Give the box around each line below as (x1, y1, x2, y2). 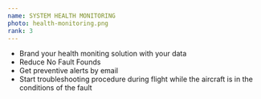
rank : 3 (7, 27, 34, 35)
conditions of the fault (18, 83, 93, 93)
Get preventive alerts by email (18, 66, 118, 76)
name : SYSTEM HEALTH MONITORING (7, 11, 116, 20)
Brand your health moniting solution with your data (18, 49, 187, 59)
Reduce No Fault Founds (18, 57, 101, 67)
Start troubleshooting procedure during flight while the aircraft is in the (18, 74, 254, 85)
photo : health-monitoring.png (7, 19, 109, 27)
